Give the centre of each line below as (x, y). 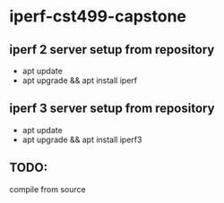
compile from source (48, 189)
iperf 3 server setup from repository (112, 109)
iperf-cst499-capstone (98, 17)
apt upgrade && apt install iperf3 (82, 140)
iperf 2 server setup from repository (112, 50)
